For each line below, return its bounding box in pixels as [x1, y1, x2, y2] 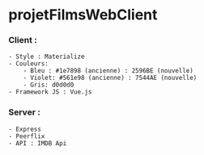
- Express [8, 125, 42, 133]
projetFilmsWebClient [8, 6, 158, 24]
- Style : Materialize [8, 52, 85, 61]
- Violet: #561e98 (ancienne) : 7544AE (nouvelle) [23, 74, 198, 82]
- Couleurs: [8, 60, 49, 68]
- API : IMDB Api [8, 139, 67, 147]
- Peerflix [8, 132, 45, 140]
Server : [8, 107, 40, 118]
